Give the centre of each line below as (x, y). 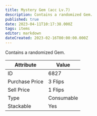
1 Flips (56, 90)
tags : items (17, 29)
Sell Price (19, 90)
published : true (22, 19)
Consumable (63, 98)
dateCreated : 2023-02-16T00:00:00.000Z (47, 38)
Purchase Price (25, 81)
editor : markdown (23, 33)
